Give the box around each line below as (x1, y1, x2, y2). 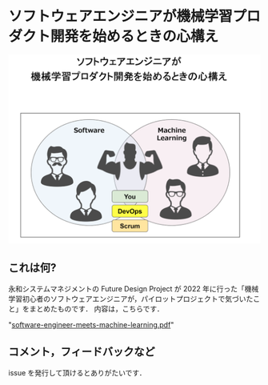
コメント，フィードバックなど (8, 345, 155, 359)
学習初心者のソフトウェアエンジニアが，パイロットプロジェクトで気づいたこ (8, 294, 261, 303)
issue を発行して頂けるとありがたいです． (8, 367, 146, 377)
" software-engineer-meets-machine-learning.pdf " (8, 319, 174, 329)
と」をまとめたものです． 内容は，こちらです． (8, 303, 164, 313)
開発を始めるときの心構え (50, 27, 219, 46)
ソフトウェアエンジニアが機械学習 (8, 7, 234, 26)
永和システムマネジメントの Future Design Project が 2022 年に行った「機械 (8, 283, 259, 293)
